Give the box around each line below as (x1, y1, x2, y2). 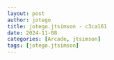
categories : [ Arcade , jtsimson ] (7, 36, 101, 43)
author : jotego (7, 17, 51, 23)
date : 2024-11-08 (7, 29, 58, 37)
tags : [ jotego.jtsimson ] (7, 42, 79, 49)
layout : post (7, 10, 45, 17)
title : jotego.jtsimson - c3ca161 (7, 23, 108, 30)
